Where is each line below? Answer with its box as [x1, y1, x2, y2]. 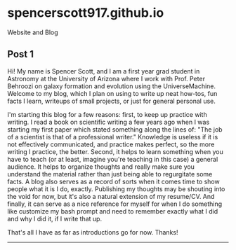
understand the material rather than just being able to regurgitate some [7, 169, 213, 178]
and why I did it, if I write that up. [7, 214, 103, 223]
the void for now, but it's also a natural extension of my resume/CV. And [7, 192, 215, 200]
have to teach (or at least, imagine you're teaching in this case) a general [7, 155, 218, 163]
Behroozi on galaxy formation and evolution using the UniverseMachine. [7, 82, 216, 90]
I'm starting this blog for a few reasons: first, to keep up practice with [7, 110, 207, 118]
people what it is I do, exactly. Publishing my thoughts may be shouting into [7, 184, 225, 193]
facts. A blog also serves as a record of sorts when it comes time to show [7, 177, 220, 186]
